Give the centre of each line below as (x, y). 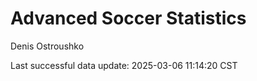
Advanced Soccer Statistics (128, 18)
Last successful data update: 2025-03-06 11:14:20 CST (124, 65)
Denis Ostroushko (47, 46)
